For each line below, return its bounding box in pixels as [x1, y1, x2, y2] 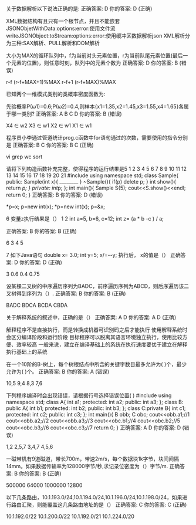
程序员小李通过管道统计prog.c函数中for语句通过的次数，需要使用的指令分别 [6, 134, 188, 141]
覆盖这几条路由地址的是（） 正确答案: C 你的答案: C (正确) [46, 501, 187, 508]
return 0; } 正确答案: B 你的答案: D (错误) [6, 191, 103, 198]
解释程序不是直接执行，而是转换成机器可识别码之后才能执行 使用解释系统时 [6, 326, 188, 333]
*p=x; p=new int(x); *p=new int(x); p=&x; [6, 203, 106, 210]
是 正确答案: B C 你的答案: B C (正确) [6, 141, 94, 148]
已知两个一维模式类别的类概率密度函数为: [6, 90, 106, 97]
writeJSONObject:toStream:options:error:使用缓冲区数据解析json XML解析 [6, 32, 185, 39]
